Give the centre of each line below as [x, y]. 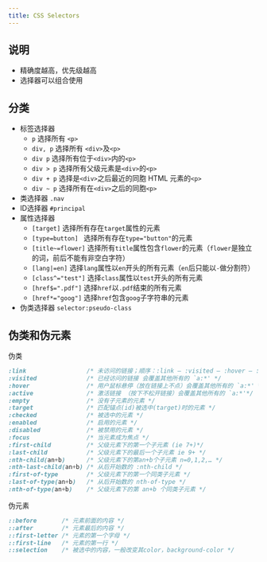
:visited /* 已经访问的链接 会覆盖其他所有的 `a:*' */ [115, 378]
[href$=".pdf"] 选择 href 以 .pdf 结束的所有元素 [107, 288]
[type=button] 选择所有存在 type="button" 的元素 [112, 238]
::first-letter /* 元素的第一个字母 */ [70, 535]
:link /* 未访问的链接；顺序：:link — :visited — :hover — [130, 371]
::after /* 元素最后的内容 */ [66, 528]
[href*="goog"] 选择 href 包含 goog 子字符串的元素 [110, 298]
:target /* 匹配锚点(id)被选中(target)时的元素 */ [112, 408]
